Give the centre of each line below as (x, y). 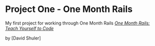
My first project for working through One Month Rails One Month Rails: (77, 23)
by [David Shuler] (23, 38)
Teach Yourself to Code (29, 28)
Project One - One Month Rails (69, 9)
